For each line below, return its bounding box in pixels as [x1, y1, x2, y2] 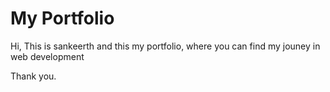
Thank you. [10, 70, 57, 82]
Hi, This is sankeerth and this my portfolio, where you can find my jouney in [10, 40, 321, 52]
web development [10, 50, 85, 62]
